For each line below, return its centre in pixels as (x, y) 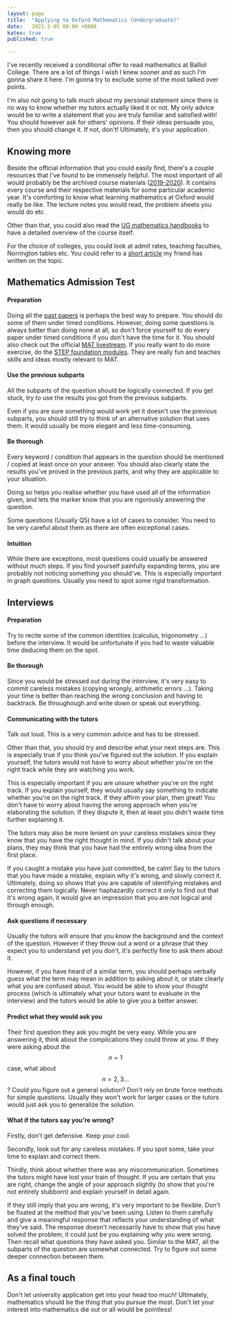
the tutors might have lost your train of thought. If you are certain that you (111, 1176)
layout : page (26, 13)
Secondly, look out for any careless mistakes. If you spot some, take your (111, 1149)
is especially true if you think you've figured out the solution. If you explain (112, 755)
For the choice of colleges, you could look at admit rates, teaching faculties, (114, 246)
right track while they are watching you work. (71, 769)
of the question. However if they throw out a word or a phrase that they (108, 943)
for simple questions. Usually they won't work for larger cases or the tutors (113, 1097)
